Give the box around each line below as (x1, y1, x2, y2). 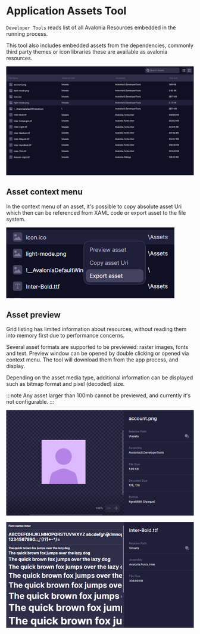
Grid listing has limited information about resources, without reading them (6, 326, 187, 333)
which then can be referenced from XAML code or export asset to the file (6, 209, 186, 216)
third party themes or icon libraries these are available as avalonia (6, 48, 168, 55)
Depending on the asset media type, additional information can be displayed (6, 374, 193, 381)
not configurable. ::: (6, 398, 55, 406)
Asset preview (6, 310, 61, 320)
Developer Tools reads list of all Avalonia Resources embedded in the (6, 24, 176, 31)
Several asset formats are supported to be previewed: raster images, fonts (6, 344, 189, 351)
